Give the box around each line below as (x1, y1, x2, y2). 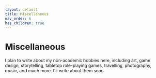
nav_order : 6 (5, 16, 31, 21)
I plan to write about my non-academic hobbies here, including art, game (5, 58, 151, 63)
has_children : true (5, 20, 45, 26)
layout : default (5, 7, 38, 12)
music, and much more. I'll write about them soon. (5, 68, 105, 74)
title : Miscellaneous (5, 12, 49, 16)
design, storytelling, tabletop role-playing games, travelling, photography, (5, 62, 152, 68)
